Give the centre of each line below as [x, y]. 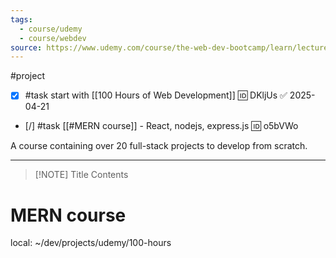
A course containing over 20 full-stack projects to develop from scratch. [159, 146]
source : [26, 47]
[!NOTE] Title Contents [81, 175]
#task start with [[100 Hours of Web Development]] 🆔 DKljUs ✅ [156, 95]
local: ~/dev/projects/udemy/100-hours [91, 243]
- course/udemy [51, 29]
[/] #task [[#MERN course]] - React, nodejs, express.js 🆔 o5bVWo [161, 126]
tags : [21, 19]
